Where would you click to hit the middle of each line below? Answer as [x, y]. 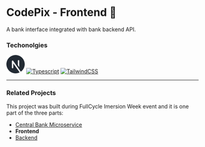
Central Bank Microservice [49, 124]
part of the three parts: [35, 113]
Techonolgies [27, 45]
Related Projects [31, 93]
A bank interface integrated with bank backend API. [71, 29]
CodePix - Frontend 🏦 [62, 13]
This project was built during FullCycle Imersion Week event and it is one [98, 106]
